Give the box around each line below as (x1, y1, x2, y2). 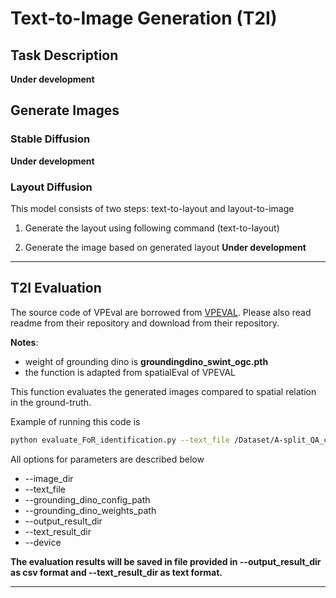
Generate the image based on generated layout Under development (24, 241, 307, 253)
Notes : (10, 336, 39, 348)
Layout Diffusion (10, 180, 93, 194)
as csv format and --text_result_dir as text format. (10, 566, 223, 578)
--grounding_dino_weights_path (24, 504, 157, 516)
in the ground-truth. (10, 396, 92, 408)
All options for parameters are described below (10, 453, 205, 465)
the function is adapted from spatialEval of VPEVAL (24, 366, 236, 378)
